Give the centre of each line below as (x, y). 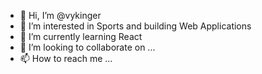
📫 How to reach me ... (66, 58)
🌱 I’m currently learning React (81, 36)
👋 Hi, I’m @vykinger (60, 15)
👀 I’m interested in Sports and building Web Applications (135, 26)
